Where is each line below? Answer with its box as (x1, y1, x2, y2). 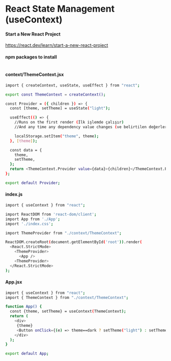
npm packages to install (5, 54, 57, 60)
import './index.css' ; (5, 221, 53, 226)
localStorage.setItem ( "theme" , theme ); (14, 133, 99, 139)
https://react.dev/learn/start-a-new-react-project (5, 42, 108, 48)
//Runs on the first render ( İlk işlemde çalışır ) (14, 120, 124, 125)
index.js (5, 191, 23, 197)
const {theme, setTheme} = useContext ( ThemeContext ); (10, 309, 126, 314)
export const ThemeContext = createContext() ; (5, 92, 106, 97)
